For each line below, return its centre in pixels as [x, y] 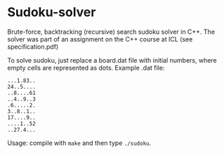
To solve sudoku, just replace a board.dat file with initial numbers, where [112, 60]
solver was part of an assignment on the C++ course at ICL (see [100, 39]
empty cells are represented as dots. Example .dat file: [86, 68]
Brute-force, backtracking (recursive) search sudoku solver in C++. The [111, 32]
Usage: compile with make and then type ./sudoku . [79, 143]
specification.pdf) [33, 46]
